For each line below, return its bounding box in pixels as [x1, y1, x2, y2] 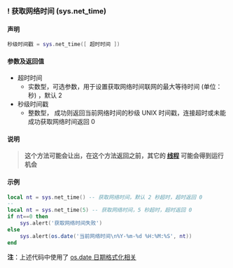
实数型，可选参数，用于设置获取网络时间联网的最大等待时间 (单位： [27, 83, 223, 91]
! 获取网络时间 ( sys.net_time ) [7, 6, 107, 15]
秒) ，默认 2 [27, 91, 63, 99]
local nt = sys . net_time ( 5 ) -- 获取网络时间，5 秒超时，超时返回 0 [7, 206, 192, 214]
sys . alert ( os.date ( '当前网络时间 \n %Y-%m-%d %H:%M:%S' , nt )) [20, 232, 192, 239]
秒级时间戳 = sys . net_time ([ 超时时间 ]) [7, 41, 120, 48]
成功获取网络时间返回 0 [27, 118, 96, 126]
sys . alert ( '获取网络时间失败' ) [20, 220, 103, 227]
